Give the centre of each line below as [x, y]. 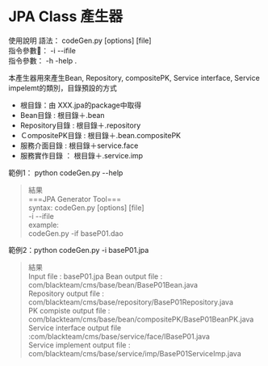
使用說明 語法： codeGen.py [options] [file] [80, 40]
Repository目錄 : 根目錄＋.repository [80, 125]
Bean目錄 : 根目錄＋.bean [62, 115]
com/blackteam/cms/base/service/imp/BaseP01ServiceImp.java [134, 353]
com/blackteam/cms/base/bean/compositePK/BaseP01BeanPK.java [141, 319]
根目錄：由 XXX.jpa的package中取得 [81, 105]
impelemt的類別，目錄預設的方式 [63, 88]
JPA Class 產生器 [66, 17]
